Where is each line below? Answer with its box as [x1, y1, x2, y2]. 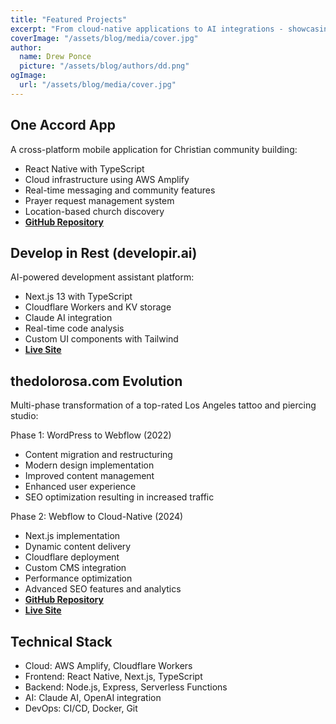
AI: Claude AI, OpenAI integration [24, 692, 162, 703]
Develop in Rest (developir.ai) [10, 244, 198, 261]
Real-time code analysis [24, 322, 125, 335]
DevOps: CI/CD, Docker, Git [24, 702, 138, 714]
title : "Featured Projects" [10, 14, 128, 25]
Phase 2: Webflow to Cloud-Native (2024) [10, 511, 184, 523]
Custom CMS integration [24, 562, 127, 574]
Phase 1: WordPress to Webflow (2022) [10, 429, 172, 441]
